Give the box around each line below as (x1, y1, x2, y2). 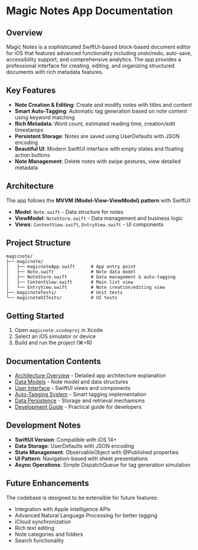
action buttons (14, 151, 50, 158)
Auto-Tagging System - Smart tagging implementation (14, 391, 147, 398)
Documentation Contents (6, 356, 102, 366)
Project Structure (6, 238, 71, 248)
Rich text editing (14, 524, 55, 531)
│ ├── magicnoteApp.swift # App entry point (6, 264, 136, 270)
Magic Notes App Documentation (6, 4, 173, 18)
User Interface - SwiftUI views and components (14, 385, 131, 392)
